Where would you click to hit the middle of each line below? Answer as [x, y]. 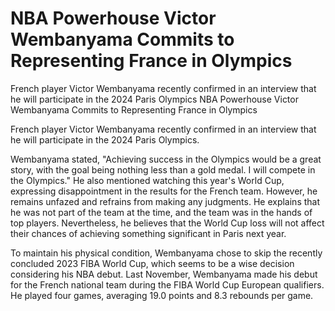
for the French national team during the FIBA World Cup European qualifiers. [167, 284]
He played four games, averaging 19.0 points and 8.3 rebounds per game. [162, 295]
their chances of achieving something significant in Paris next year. [148, 233]
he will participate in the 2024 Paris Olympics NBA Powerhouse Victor [154, 99]
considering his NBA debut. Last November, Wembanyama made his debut [164, 274]
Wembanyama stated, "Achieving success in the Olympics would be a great [166, 159]
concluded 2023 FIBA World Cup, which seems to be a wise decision [152, 263]
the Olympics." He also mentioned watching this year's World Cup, [147, 180]
